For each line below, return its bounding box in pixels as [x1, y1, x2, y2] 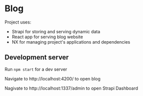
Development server [4, 53, 69, 62]
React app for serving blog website [11, 34, 83, 40]
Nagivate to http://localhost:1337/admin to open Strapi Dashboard [4, 85, 139, 91]
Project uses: [4, 19, 32, 25]
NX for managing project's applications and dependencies [11, 39, 130, 45]
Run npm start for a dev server [4, 66, 68, 72]
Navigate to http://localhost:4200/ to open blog [4, 75, 101, 81]
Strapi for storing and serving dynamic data [11, 28, 101, 34]
